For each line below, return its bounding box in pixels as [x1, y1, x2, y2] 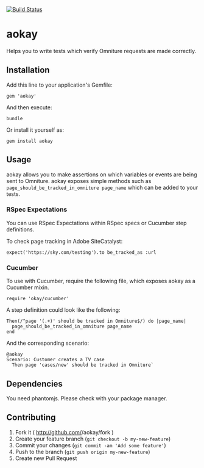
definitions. [6, 226, 35, 233]
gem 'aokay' [6, 93, 37, 99]
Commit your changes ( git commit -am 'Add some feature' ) [15, 441, 166, 448]
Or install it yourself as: [6, 126, 64, 134]
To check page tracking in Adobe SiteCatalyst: [6, 237, 123, 245]
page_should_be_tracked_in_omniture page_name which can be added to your [6, 184, 199, 191]
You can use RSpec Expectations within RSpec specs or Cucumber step [6, 219, 187, 226]
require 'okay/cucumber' [6, 296, 69, 302]
